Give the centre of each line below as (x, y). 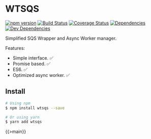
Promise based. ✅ (32, 64)
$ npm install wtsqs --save (35, 108)
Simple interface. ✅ (33, 58)
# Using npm (18, 103)
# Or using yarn (22, 117)
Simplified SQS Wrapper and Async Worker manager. (61, 38)
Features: (15, 48)
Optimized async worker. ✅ (41, 75)
